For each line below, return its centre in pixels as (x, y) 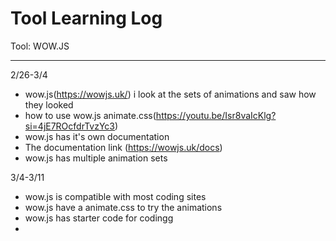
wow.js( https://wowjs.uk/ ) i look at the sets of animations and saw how (170, 94)
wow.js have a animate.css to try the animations (123, 207)
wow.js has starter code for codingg (99, 218)
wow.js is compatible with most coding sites (115, 196)
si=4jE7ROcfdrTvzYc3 (69, 126)
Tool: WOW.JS (40, 46)
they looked (49, 104)
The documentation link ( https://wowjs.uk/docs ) (123, 147)
